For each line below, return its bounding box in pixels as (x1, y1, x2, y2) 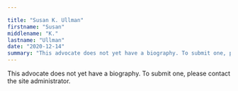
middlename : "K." (7, 30, 59, 37)
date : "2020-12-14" (7, 43, 65, 50)
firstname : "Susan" (7, 23, 65, 31)
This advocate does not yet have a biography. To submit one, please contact (7, 69, 231, 77)
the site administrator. (7, 77, 71, 85)
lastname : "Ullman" (7, 36, 65, 43)
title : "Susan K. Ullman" (7, 16, 84, 23)
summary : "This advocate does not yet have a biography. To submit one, (7, 50, 227, 57)
